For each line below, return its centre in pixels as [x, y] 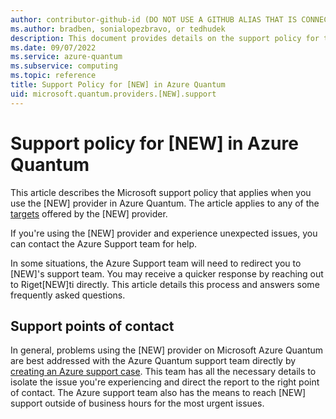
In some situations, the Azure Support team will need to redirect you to [156, 263]
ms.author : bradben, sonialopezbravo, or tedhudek [118, 29]
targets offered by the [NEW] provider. [89, 213]
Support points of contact [92, 326]
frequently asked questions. [68, 295]
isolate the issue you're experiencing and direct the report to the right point [165, 382]
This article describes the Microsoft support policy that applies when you [161, 192]
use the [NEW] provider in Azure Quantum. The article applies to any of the [165, 203]
